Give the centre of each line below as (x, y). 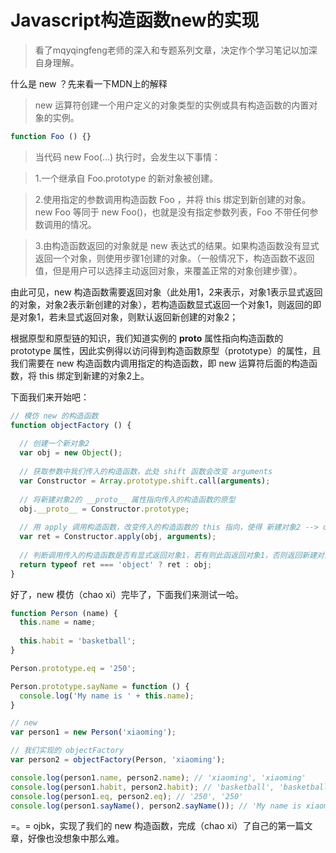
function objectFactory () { (71, 425)
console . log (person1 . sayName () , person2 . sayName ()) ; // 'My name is (156, 806)
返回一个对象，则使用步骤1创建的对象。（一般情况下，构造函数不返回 (174, 258)
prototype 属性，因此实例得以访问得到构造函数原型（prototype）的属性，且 (166, 350)
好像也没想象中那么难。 (76, 838)
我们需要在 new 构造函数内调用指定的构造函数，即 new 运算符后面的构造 (160, 363)
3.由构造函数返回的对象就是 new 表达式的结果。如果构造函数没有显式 (177, 245)
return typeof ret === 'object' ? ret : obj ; (116, 564)
